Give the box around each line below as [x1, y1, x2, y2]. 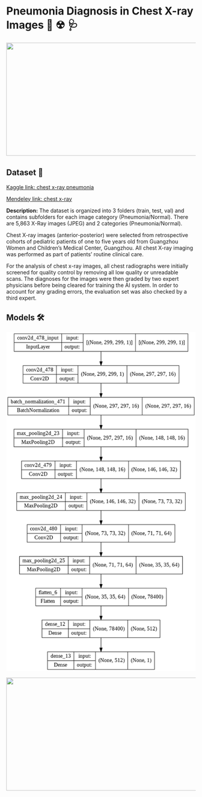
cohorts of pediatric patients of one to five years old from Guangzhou [6, 238, 179, 245]
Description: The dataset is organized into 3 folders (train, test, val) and [6, 207, 185, 214]
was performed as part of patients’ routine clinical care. [6, 250, 144, 257]
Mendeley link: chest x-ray [6, 195, 72, 203]
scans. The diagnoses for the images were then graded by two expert [6, 275, 179, 282]
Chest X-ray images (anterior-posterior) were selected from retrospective [6, 231, 188, 239]
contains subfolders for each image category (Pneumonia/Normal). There [6, 213, 188, 221]
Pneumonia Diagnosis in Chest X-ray [6, 4, 194, 18]
